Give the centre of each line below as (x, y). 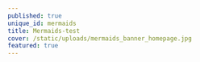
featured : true (33, 46)
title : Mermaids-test (44, 31)
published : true (35, 16)
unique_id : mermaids (42, 23)
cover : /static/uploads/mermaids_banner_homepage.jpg (100, 38)
